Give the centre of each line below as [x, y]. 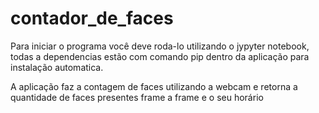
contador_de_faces [92, 18]
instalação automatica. [57, 67]
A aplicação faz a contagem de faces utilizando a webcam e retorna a [154, 86]
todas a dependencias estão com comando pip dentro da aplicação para [160, 56]
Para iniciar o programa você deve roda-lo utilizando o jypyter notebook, [160, 46]
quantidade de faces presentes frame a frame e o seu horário [137, 97]
